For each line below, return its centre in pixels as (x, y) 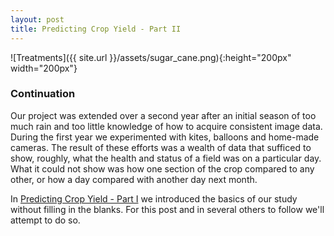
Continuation (43, 94)
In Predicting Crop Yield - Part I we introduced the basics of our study (154, 198)
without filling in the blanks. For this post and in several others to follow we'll (167, 209)
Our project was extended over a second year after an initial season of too (163, 115)
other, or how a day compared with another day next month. (134, 179)
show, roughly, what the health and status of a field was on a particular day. (166, 158)
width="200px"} (44, 68)
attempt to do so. (45, 220)
